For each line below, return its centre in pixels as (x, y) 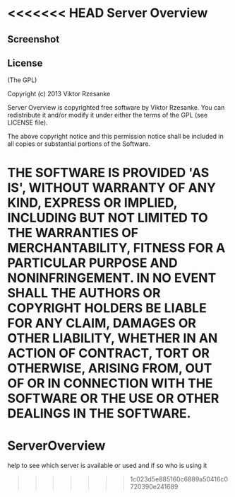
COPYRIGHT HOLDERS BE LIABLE (107, 308)
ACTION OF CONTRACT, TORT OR (109, 353)
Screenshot (34, 39)
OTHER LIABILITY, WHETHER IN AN (113, 338)
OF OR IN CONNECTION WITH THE (110, 383)
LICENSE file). (28, 122)
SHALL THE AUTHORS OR (84, 293)
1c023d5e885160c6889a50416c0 (179, 479)
